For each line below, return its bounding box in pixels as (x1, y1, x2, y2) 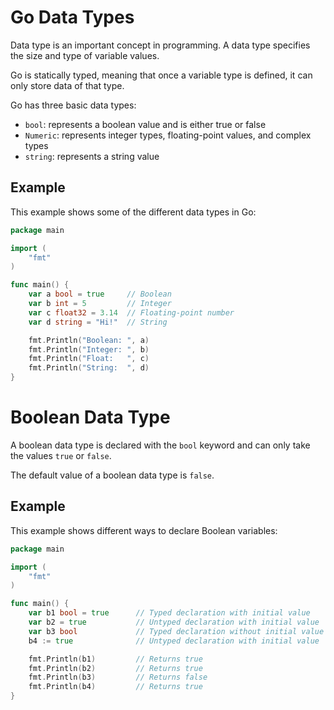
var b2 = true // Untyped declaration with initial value (28, 617, 320, 627)
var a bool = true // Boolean (28, 289, 172, 300)
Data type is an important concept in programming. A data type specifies (10, 39, 311, 51)
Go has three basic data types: (10, 99, 137, 111)
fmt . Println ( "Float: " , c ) (28, 354, 150, 364)
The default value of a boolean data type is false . (10, 469, 215, 481)
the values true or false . (10, 449, 112, 461)
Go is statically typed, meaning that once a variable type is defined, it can (10, 69, 313, 81)
